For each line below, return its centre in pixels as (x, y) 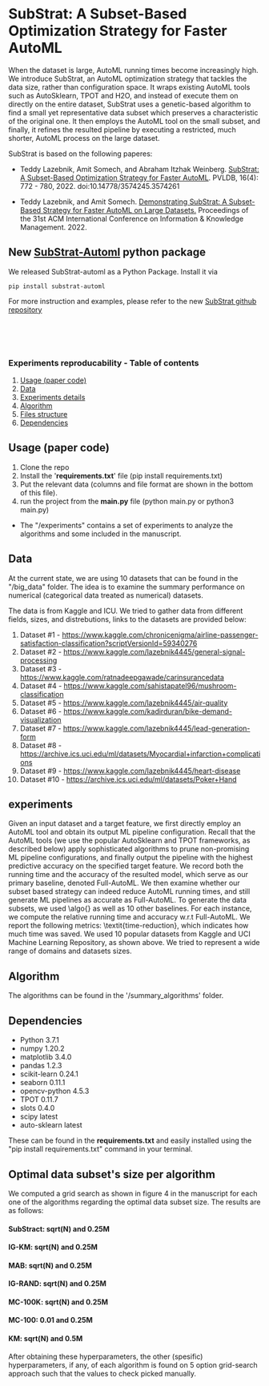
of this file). (38, 492)
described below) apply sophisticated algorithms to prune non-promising (129, 849)
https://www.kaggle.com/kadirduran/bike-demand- (148, 711)
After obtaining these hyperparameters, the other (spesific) (106, 1356)
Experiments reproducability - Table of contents (104, 363)
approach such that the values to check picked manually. (102, 1373)
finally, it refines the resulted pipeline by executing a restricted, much (122, 130)
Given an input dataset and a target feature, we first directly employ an (125, 823)
